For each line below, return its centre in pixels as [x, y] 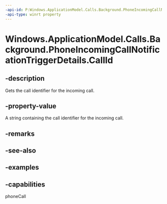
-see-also [21, 151]
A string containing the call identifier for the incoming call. [64, 118]
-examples [22, 167]
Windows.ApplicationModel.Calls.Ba [83, 39]
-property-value [31, 106]
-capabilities [25, 184]
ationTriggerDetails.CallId [59, 60]
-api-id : [14, 10]
